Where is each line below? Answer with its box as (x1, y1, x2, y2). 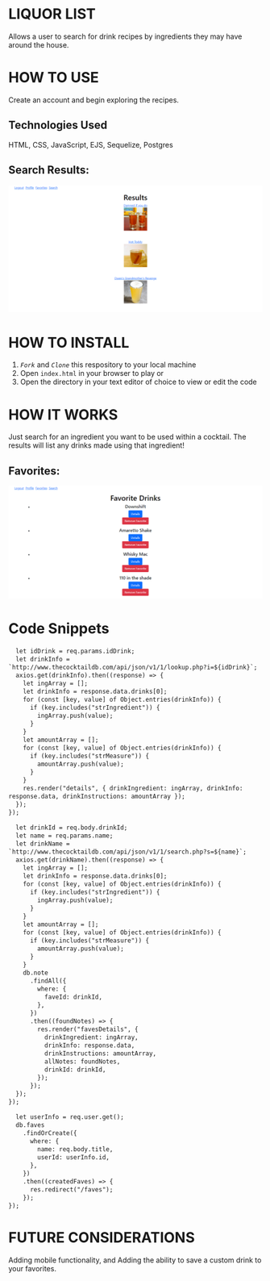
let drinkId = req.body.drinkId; (15, 824, 128, 832)
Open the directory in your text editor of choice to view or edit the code (19, 377, 258, 387)
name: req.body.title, (37, 1145, 114, 1154)
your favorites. (8, 1263, 56, 1273)
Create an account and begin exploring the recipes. (8, 94, 180, 105)
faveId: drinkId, (44, 993, 103, 1001)
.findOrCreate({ (23, 1129, 78, 1137)
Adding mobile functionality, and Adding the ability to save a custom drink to (8, 1255, 262, 1265)
